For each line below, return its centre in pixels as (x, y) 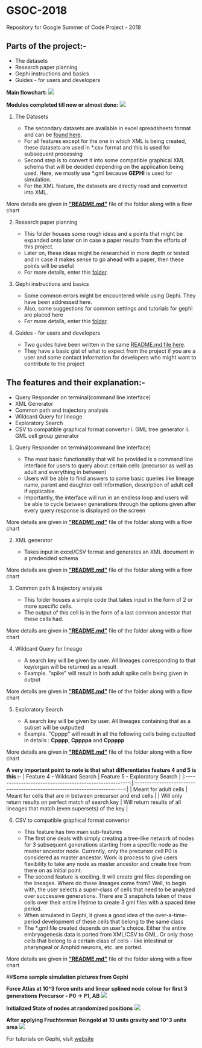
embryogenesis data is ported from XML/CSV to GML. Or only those (109, 934)
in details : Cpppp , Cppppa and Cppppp (74, 740)
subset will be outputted (54, 727)
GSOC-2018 (37, 11)
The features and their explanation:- (76, 383)
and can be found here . (53, 134)
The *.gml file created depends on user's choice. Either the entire (105, 928)
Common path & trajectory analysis (58, 588)
